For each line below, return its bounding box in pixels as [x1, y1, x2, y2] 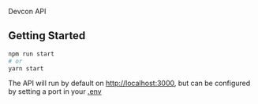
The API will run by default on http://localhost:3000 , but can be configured [8, 78, 251, 88]
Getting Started [8, 29, 86, 42]
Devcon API [8, 7, 47, 16]
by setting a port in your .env [8, 87, 102, 96]
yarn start [8, 64, 44, 73]
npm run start [8, 50, 55, 58]
